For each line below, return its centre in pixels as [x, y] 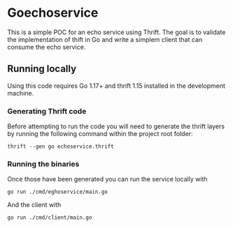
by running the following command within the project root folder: [100, 134]
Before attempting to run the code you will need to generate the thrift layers [116, 126]
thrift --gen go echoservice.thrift [61, 147]
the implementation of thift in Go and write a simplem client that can [105, 39]
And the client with [34, 205]
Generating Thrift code [47, 111]
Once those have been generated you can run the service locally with [107, 179]
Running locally [42, 69]
